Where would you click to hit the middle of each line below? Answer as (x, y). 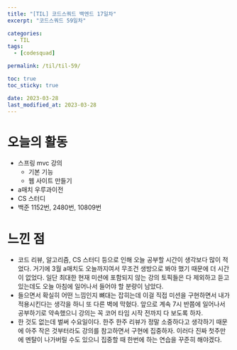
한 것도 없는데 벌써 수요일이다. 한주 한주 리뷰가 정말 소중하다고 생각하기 (116, 322)
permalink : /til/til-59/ (44, 66)
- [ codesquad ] (34, 53)
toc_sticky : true (33, 85)
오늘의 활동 (38, 142)
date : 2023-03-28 (33, 98)
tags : (15, 47)
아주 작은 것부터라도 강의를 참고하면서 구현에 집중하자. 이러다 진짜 (116, 331)
